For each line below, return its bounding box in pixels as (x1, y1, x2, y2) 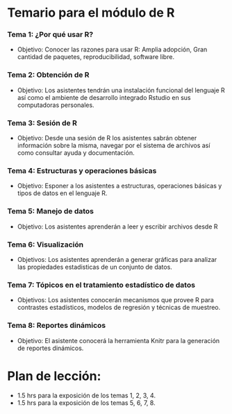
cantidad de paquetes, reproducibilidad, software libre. (17, 53, 175, 61)
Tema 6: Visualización (7, 240, 84, 249)
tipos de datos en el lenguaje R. (17, 189, 108, 197)
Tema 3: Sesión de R (7, 118, 78, 128)
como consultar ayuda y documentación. (17, 149, 135, 157)
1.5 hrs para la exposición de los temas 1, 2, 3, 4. (17, 391, 156, 399)
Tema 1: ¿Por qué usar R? (7, 30, 94, 40)
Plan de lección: (7, 368, 101, 383)
